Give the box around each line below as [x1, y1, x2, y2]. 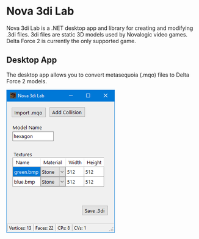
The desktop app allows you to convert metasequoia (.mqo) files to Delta [6, 71, 190, 78]
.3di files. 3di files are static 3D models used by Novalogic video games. [6, 30, 188, 38]
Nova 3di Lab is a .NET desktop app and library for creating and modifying [6, 24, 194, 32]
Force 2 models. [6, 77, 47, 85]
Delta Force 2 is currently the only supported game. [6, 37, 136, 44]
